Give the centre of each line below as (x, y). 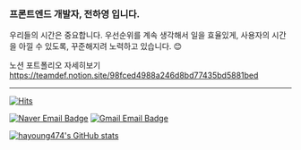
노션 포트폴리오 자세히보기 (55, 65)
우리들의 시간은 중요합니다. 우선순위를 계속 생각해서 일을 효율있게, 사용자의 (140, 35)
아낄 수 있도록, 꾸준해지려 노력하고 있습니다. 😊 (100, 46)
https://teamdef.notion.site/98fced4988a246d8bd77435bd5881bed (134, 75)
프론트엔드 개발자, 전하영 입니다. (75, 13)
